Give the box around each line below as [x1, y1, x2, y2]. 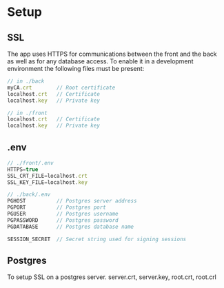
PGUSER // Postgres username [7, 211, 119, 218]
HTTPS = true [7, 166, 39, 173]
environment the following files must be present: [7, 65, 145, 72]
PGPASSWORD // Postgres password [7, 216, 119, 224]
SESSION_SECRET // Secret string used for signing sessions [7, 236, 187, 243]
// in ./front [7, 110, 48, 116]
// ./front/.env [7, 159, 54, 166]
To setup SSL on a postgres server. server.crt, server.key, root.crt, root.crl [7, 273, 217, 281]
